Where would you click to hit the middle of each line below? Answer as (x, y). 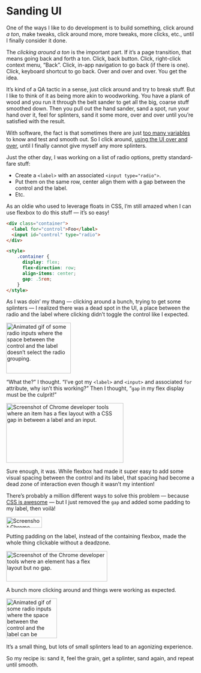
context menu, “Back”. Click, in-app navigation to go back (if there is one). (98, 65)
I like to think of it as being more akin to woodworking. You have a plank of (98, 96)
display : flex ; (41, 263)
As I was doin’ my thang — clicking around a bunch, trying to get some (94, 302)
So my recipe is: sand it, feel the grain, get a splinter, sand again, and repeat (100, 659)
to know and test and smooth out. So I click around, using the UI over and (97, 139)
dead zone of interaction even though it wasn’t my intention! (80, 484)
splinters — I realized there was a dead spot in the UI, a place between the (98, 308)
